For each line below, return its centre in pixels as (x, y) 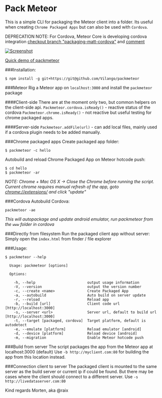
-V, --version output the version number (78, 287)
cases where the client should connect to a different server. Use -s (72, 377)
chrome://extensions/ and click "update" (45, 191)
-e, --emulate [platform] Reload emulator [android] (78, 329)
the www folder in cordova (30, 224)
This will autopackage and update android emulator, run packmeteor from (79, 219)
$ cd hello (16, 168)
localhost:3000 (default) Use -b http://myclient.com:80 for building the (77, 351)
